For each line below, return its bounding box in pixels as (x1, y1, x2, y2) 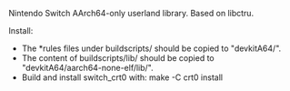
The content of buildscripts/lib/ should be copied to (21, 53, 215, 63)
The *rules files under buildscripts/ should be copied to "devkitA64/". (21, 43, 282, 54)
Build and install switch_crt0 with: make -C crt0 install (21, 72, 224, 83)
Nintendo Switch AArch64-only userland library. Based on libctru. (8, 8, 255, 18)
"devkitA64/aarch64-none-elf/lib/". (21, 63, 154, 73)
